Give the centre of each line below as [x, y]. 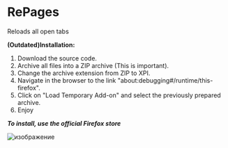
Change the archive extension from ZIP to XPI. [84, 73]
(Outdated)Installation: [41, 44]
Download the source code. [57, 58]
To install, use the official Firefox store [64, 123]
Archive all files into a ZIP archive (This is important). [93, 65]
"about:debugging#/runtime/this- [165, 80]
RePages [33, 12]
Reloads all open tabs [38, 31]
